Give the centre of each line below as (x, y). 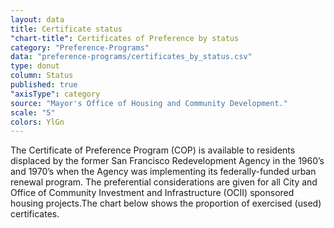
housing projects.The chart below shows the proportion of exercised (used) (166, 203)
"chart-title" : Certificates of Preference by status (125, 38)
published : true (44, 85)
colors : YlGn (37, 122)
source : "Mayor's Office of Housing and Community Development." (149, 103)
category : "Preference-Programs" (80, 47)
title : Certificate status (66, 29)
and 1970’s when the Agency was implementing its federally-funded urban (163, 172)
